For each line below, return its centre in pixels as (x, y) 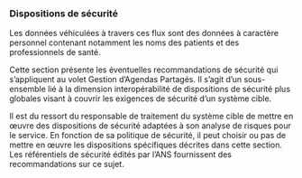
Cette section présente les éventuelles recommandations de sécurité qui (144, 70)
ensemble (28, 89)
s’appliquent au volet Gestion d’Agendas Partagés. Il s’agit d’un (126, 80)
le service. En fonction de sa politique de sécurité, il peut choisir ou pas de (148, 136)
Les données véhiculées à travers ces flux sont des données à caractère (144, 33)
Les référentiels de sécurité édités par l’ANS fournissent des (121, 155)
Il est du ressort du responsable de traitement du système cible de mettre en (151, 117)
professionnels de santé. (55, 52)
